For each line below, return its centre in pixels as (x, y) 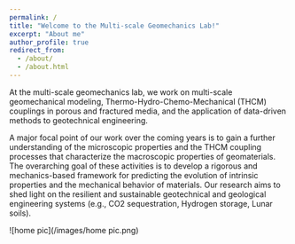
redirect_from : (37, 51)
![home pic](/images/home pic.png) (74, 230)
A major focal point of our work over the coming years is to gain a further (143, 138)
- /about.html (43, 67)
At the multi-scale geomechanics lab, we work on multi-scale (121, 92)
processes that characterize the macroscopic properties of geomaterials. (143, 156)
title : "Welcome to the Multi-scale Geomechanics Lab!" (114, 26)
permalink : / (33, 17)
